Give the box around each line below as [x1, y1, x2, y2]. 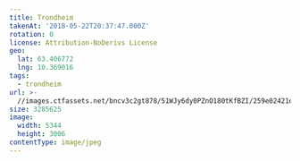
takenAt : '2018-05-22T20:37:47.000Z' [9, 21, 150, 30]
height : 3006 [17, 130, 66, 139]
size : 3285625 [9, 105, 62, 114]
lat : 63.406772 [17, 55, 74, 64]
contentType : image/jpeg [9, 138, 102, 147]
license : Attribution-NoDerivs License [9, 38, 158, 47]
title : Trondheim [9, 13, 74, 22]
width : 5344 [17, 122, 62, 131]
